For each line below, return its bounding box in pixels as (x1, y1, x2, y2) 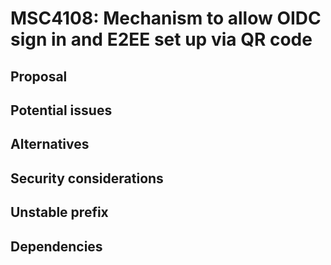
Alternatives (10, 136, 90, 153)
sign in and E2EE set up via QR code (10, 28, 313, 51)
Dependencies (10, 238, 103, 255)
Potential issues (10, 102, 113, 119)
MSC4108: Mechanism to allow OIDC (10, 7, 322, 30)
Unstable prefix (10, 204, 109, 221)
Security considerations (10, 170, 164, 187)
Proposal (10, 68, 68, 85)
